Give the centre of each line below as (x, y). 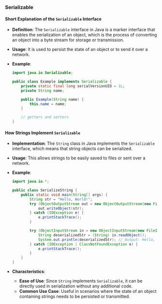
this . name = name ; (48, 104)
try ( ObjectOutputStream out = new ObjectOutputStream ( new (90, 204)
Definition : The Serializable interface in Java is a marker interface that (84, 30)
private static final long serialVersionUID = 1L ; (73, 86)
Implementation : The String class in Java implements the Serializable (83, 144)
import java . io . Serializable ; (43, 73)
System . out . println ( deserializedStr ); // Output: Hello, (97, 239)
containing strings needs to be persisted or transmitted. (75, 296)
